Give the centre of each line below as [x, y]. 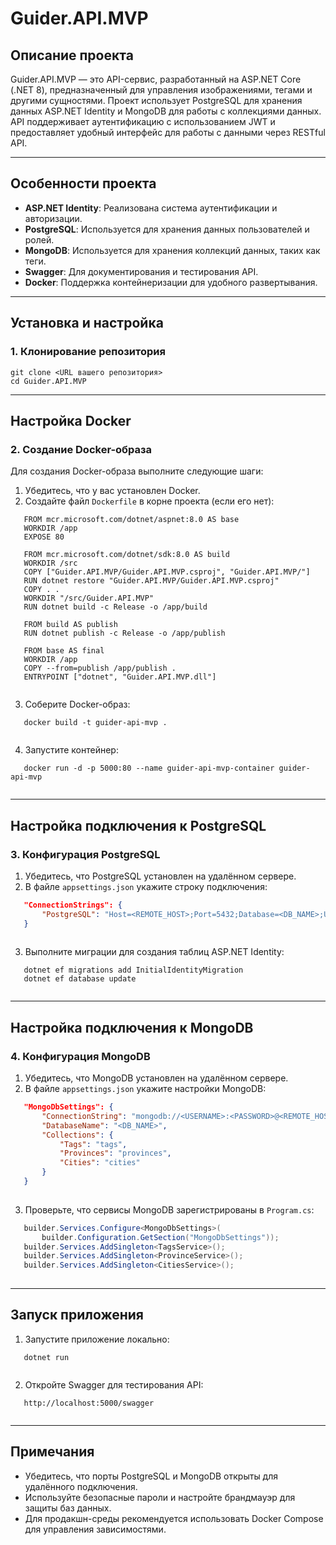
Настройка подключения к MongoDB [132, 1027]
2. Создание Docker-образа [81, 449]
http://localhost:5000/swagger [89, 1403]
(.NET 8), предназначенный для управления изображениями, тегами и [161, 90]
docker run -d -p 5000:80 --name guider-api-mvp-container [149, 768]
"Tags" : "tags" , [93, 1144]
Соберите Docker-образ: [77, 704]
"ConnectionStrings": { [73, 905]
